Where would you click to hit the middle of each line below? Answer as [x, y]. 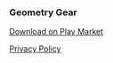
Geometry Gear [43, 12]
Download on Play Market [56, 32]
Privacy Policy [35, 49]
